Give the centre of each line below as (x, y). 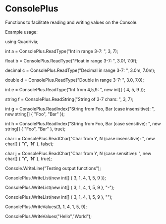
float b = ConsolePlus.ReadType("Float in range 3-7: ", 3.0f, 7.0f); (71, 60)
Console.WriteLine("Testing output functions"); (53, 168)
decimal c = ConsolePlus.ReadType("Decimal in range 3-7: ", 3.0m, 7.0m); (80, 70)
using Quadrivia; (22, 41)
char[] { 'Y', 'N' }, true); (28, 159)
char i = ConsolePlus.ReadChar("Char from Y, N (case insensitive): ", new (80, 138)
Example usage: (22, 32)
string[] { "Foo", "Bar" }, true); (35, 129)
